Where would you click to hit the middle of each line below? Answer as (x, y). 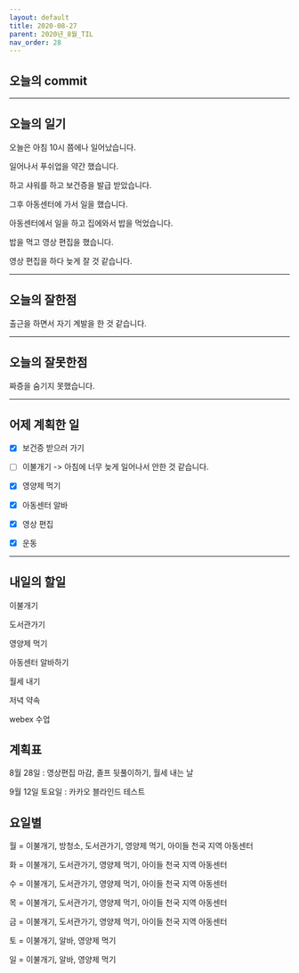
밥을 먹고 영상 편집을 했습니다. (61, 242)
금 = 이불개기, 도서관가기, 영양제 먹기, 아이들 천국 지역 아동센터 (118, 922)
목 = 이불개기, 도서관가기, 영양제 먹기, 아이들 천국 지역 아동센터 (118, 903)
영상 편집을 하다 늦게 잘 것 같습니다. (71, 260)
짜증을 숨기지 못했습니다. (52, 385)
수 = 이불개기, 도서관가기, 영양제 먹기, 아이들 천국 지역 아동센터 (118, 884)
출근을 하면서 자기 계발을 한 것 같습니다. (78, 323)
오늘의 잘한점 (43, 300)
